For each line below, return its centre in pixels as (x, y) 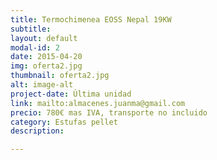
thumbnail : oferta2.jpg (60, 76)
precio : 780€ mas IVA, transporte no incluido (109, 112)
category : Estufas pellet (64, 122)
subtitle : (31, 29)
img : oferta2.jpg (46, 66)
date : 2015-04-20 (46, 57)
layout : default (44, 38)
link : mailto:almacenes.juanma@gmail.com (98, 103)
